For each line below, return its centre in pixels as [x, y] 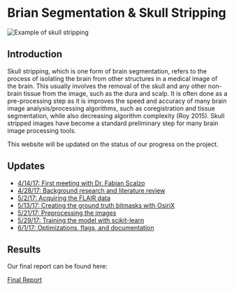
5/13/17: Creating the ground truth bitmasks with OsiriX [96, 205]
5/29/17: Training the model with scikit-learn [81, 220]
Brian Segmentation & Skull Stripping [117, 13]
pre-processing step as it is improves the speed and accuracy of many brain [117, 101]
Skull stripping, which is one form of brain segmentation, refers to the [107, 71]
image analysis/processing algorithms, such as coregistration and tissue [111, 108]
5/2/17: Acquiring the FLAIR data [64, 198]
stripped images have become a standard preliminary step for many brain [113, 123]
